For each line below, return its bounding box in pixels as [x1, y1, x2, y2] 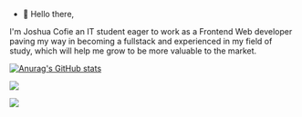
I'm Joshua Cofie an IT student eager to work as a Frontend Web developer [9, 26, 293, 36]
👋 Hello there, [22, 9, 75, 19]
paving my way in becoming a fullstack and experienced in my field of [9, 36, 273, 46]
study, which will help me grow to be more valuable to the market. [9, 45, 257, 56]
